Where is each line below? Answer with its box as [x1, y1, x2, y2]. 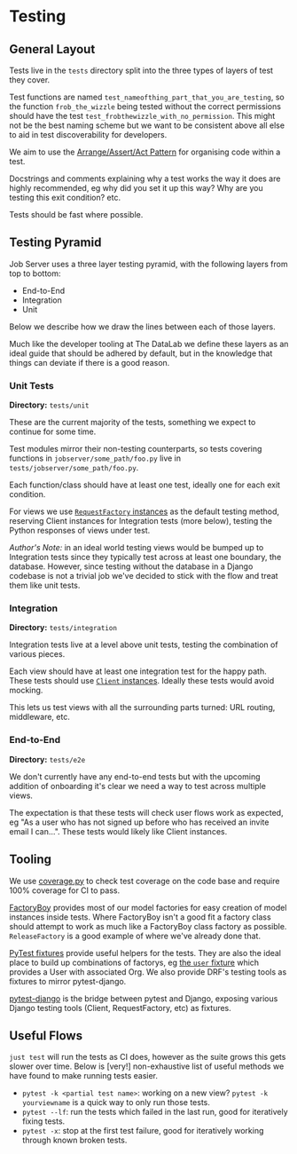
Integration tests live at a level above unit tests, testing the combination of [9, 639, 278, 650]
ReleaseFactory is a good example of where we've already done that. [9, 930, 262, 941]
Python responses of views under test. [9, 526, 151, 536]
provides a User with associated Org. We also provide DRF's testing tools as [9, 966, 287, 977]
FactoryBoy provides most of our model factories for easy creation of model [9, 902, 287, 913]
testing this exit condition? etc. [9, 193, 121, 202]
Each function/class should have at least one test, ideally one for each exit [9, 479, 281, 490]
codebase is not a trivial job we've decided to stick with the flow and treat [9, 571, 278, 581]
